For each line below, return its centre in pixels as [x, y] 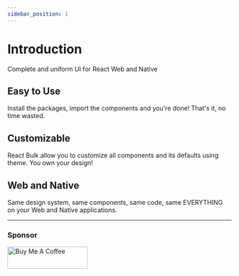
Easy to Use [34, 91]
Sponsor [22, 235]
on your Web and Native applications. [62, 210]
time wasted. [26, 116]
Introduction [45, 49]
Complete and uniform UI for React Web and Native [83, 69]
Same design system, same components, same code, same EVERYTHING [115, 202]
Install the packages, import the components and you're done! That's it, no [117, 108]
